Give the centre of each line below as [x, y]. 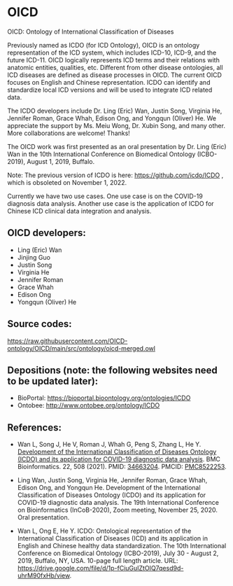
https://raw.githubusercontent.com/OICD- [68, 341]
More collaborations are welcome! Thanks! [69, 133]
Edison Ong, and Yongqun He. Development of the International [109, 488]
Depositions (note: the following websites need [113, 370]
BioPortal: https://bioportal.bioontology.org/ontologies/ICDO [104, 398]
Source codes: [40, 324]
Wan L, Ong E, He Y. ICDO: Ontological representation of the [104, 531]
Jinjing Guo [34, 257]
